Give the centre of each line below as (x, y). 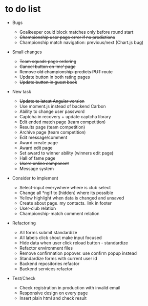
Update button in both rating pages (55, 77)
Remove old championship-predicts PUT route (66, 71)
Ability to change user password (52, 111)
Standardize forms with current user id (58, 258)
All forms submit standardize (48, 232)
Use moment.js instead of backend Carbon (63, 106)
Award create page (39, 142)
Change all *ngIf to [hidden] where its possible (66, 193)
